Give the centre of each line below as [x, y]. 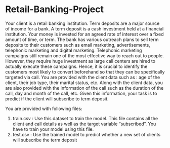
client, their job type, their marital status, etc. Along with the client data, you [84, 83]
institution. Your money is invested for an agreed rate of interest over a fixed [84, 34]
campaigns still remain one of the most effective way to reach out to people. [84, 55]
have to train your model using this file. [53, 129]
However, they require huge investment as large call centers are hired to [80, 61]
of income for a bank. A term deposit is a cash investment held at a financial [84, 28]
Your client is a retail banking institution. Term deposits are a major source [82, 23]
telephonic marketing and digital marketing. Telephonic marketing [74, 50]
